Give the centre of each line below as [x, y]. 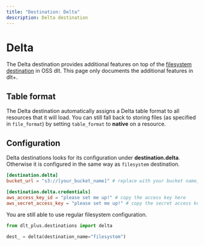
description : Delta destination [47, 18]
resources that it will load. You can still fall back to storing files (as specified [101, 118]
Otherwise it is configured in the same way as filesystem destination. [93, 164]
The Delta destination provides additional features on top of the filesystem [99, 64]
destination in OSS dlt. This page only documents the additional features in [100, 71]
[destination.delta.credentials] [49, 192]
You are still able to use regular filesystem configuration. [77, 215]
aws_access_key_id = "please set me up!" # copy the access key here [96, 197]
